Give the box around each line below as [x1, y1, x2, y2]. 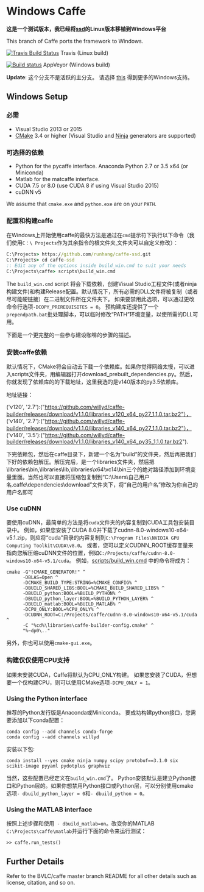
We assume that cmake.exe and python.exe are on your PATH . [6, 200, 157, 207]
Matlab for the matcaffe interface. [15, 175, 100, 182]
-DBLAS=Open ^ [22, 574, 59, 580]
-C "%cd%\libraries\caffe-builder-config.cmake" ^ [22, 623, 154, 629]
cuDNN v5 [15, 188, 41, 196]
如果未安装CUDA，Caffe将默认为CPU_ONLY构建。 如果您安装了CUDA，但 [6, 671, 192, 678]
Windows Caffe [6, 4, 86, 18]
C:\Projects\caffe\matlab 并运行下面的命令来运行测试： [6, 827, 147, 835]
